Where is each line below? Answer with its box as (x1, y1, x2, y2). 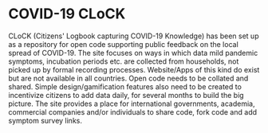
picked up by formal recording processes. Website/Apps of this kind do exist (8, 65, 260, 74)
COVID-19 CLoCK (8, 5, 126, 23)
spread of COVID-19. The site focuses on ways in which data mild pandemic (8, 48, 258, 57)
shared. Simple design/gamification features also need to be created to (8, 81, 242, 92)
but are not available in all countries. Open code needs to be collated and (8, 73, 249, 83)
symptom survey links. (8, 115, 82, 125)
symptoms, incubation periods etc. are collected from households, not (8, 57, 239, 66)
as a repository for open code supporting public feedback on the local (8, 39, 239, 49)
